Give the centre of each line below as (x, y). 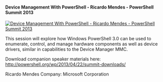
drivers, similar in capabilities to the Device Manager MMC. (67, 49)
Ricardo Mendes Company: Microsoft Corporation (57, 74)
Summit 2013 (19, 12)
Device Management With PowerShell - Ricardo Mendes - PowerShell (79, 7)
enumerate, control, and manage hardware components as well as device (82, 44)
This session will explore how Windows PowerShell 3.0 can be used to (78, 39)
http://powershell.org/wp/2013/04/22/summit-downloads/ (66, 64)
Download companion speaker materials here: (53, 59)
